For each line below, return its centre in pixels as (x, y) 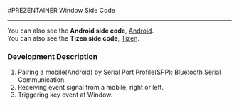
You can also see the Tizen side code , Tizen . (74, 38)
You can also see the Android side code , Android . (81, 31)
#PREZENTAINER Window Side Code (62, 10)
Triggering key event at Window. (65, 95)
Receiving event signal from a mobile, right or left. (91, 88)
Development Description (53, 56)
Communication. (42, 80)
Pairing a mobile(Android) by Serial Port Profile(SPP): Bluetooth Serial (119, 72)
